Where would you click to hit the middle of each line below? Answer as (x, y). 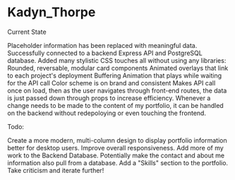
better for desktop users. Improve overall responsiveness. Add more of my (115, 148)
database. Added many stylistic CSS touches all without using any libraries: (117, 60)
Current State (27, 32)
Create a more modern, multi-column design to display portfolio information (117, 140)
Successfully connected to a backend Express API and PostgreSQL (105, 53)
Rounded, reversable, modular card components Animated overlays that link (118, 68)
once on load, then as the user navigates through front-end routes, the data (117, 90)
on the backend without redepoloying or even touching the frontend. (107, 113)
